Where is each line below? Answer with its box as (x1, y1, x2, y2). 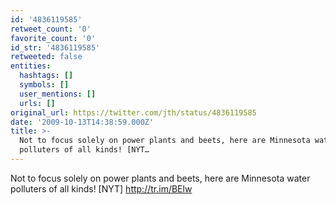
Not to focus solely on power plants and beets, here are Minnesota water (10, 172, 311, 184)
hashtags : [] (19, 71, 74, 81)
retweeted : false (10, 52, 83, 62)
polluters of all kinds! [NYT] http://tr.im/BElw (10, 182, 193, 195)
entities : (10, 61, 52, 71)
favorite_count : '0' (10, 33, 97, 43)
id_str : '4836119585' (10, 42, 101, 53)
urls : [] (19, 98, 56, 108)
